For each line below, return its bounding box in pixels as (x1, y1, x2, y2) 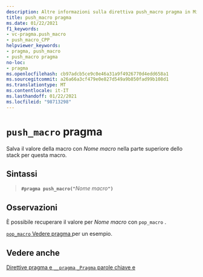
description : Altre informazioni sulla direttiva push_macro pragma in (6, 8, 190, 15)
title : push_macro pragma (6, 15, 71, 21)
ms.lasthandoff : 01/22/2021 (6, 93, 77, 99)
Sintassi (6, 169, 37, 179)
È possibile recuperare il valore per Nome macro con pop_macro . (6, 218, 167, 226)
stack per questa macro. (6, 151, 67, 158)
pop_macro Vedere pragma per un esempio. (6, 230, 113, 238)
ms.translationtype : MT (6, 82, 66, 88)
